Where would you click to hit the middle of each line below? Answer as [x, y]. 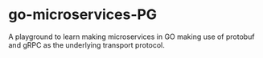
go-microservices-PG [83, 15]
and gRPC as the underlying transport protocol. [86, 44]
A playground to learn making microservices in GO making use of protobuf [131, 37]
